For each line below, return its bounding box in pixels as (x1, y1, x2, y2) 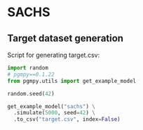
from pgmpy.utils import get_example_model (7, 77, 137, 84)
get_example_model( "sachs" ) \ (7, 103, 96, 110)
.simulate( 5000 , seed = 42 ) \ (13, 110, 96, 117)
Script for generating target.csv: (7, 51, 100, 59)
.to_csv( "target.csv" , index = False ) (13, 116, 121, 123)
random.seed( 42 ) (7, 90, 55, 97)
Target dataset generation (7, 32, 124, 44)
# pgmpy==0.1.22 (7, 71, 55, 78)
